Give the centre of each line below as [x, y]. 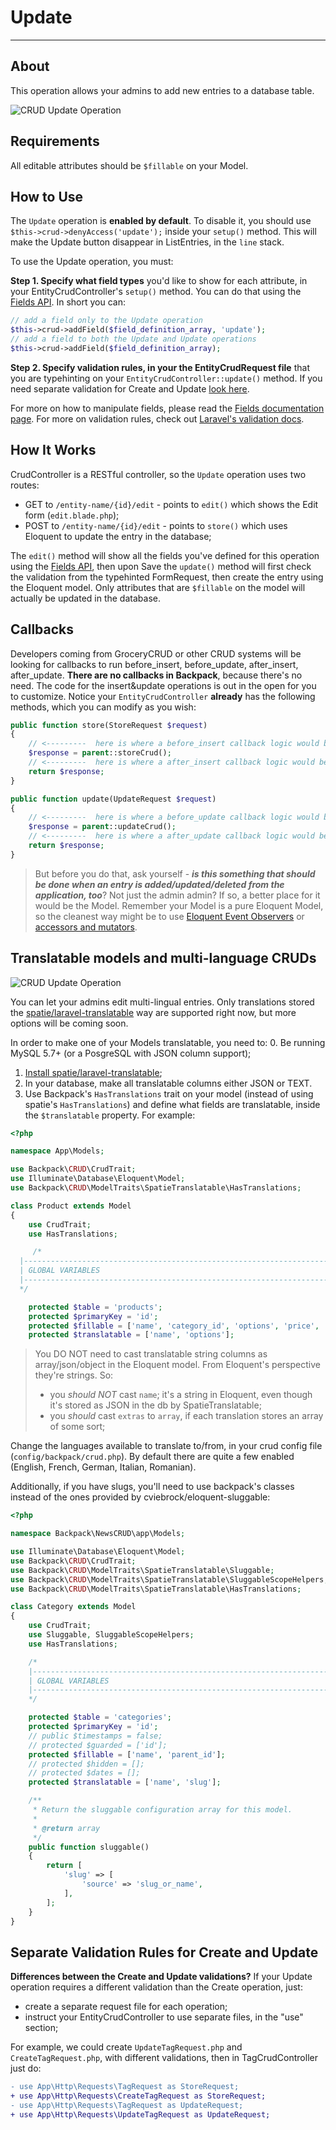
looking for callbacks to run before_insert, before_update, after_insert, [154, 664]
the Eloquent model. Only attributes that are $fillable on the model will [158, 587]
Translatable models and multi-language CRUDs [163, 958]
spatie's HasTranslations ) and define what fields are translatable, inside [172, 1104]
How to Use [47, 196]
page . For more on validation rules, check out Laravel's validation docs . [157, 418]
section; [41, 2028]
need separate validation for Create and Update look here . [130, 388]
